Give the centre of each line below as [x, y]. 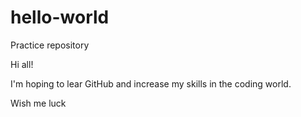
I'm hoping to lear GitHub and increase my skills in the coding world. [151, 83]
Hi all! [22, 64]
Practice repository [50, 45]
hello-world [60, 17]
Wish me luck [38, 103]
